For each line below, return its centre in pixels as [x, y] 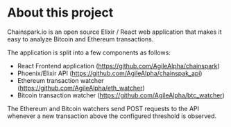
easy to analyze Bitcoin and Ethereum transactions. [80, 39]
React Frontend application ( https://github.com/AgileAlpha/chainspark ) [118, 66]
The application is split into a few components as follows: [89, 52]
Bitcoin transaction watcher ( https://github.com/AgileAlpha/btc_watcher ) [121, 95]
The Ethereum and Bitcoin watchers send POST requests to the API [103, 108]
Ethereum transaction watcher [60, 80]
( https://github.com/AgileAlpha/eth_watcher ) [81, 88]
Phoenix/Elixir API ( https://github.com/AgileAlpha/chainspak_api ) [110, 73]
